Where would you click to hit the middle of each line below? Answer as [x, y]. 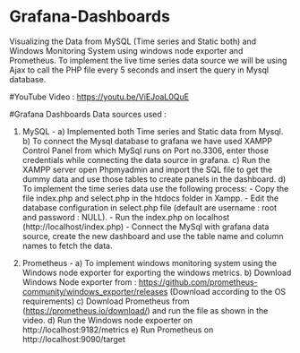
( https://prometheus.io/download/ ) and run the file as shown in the [145, 310]
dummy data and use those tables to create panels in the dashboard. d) [154, 179]
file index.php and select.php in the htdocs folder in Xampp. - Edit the [150, 198]
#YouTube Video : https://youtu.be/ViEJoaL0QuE [99, 97]
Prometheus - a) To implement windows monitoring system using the [150, 263]
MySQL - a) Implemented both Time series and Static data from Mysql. [153, 131]
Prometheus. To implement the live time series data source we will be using [148, 60]
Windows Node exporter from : [79, 282]
